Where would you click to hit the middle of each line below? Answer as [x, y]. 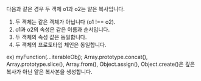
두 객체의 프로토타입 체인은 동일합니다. [61, 45]
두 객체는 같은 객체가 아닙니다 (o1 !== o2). [65, 22]
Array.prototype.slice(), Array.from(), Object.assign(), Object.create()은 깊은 [101, 64]
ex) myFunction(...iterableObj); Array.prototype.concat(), [77, 57]
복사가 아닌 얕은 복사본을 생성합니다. [49, 72]
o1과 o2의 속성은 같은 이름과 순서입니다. [62, 30]
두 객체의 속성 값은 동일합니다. [51, 37]
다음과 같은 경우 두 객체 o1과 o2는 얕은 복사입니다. [65, 9]
